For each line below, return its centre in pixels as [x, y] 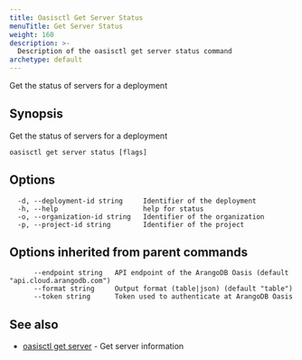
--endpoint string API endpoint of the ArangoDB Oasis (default [161, 273]
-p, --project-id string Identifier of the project [131, 224]
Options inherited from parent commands [129, 253]
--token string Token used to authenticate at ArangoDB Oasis [163, 297]
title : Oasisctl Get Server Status [76, 18]
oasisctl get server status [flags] [78, 152]
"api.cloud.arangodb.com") [60, 281]
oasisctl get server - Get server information [103, 346]
